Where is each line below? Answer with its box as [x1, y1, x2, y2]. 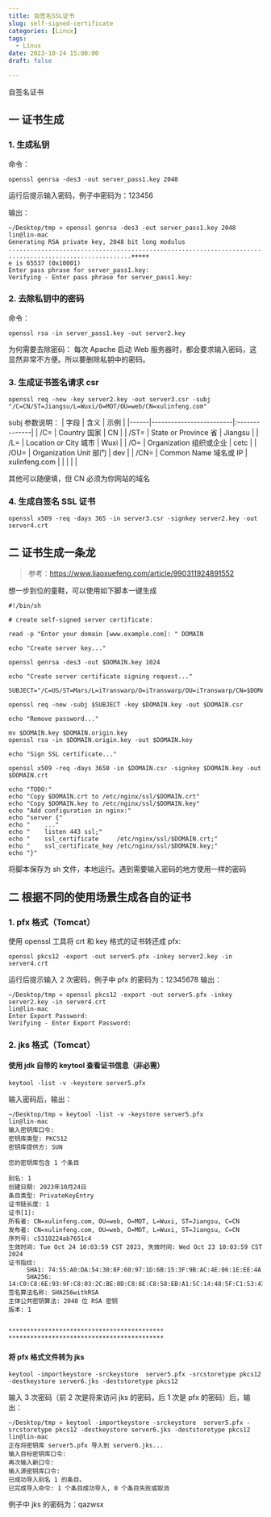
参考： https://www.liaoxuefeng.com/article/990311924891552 [27, 568, 235, 578]
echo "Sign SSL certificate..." [8, 750, 117, 759]
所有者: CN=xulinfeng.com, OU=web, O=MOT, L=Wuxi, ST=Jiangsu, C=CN [8, 1217, 240, 1226]
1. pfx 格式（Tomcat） [8, 916, 95, 928]
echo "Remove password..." [8, 715, 99, 723]
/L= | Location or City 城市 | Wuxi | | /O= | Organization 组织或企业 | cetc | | [8, 438, 257, 448]
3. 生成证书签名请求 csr [8, 376, 99, 388]
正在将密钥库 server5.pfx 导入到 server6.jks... [8, 1442, 164, 1450]
